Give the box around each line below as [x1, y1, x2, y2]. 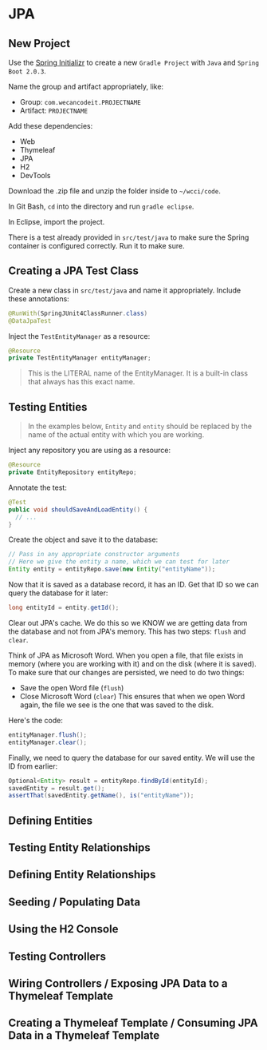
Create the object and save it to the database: [8, 535, 159, 544]
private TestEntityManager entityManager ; [8, 354, 151, 362]
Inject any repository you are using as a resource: [8, 445, 171, 455]
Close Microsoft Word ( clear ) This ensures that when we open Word [19, 691, 245, 701]
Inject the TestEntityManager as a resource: [8, 331, 151, 340]
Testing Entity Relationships [8, 841, 151, 855]
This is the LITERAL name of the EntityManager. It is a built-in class [27, 368, 249, 378]
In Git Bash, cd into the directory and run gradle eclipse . [8, 201, 194, 211]
